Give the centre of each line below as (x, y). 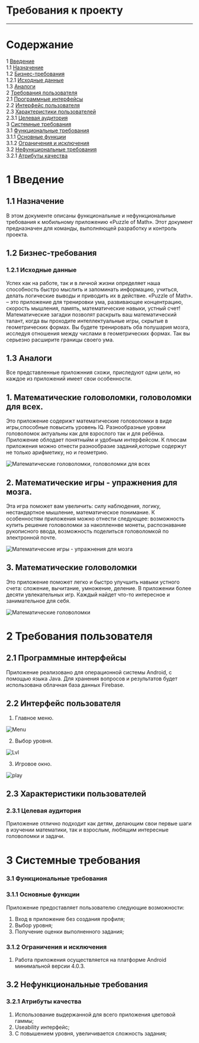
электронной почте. (31, 538)
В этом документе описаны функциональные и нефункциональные (91, 215)
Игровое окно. (33, 764)
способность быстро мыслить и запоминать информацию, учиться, (92, 289)
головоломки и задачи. (36, 836)
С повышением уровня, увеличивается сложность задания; (91, 1033)
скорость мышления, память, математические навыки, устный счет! (93, 308)
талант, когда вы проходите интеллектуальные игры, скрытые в (87, 321)
